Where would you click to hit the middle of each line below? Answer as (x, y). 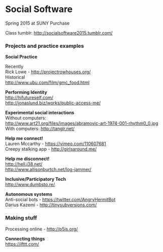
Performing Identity (26, 92)
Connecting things (25, 238)
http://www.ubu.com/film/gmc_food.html (47, 83)
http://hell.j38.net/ (24, 164)
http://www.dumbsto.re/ (30, 185)
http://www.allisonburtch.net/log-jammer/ (48, 170)
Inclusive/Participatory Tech (36, 179)
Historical (15, 77)
